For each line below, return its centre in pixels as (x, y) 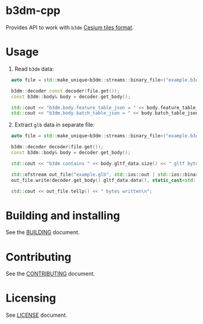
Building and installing (63, 215)
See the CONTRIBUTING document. (50, 274)
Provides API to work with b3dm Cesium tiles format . (70, 27)
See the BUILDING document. (43, 232)
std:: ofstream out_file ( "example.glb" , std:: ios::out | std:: (91, 174)
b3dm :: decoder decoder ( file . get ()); (57, 147)
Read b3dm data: (34, 69)
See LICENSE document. (37, 315)
